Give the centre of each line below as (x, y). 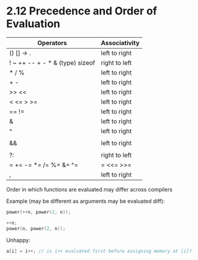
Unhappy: (18, 240)
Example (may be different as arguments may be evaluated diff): (85, 201)
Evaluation (33, 24)
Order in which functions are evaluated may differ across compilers (89, 189)
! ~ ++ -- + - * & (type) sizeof (52, 62)
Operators (52, 43)
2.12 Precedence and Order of (82, 11)
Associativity (120, 43)
